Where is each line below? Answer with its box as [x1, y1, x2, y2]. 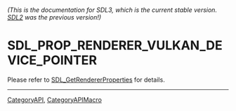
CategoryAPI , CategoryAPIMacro [7, 95, 102, 104]
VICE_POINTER [7, 52, 97, 68]
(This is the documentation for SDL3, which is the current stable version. [7, 6, 218, 14]
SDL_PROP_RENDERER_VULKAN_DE [7, 37, 223, 53]
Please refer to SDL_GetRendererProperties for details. [7, 75, 165, 84]
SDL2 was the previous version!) [7, 13, 102, 21]
